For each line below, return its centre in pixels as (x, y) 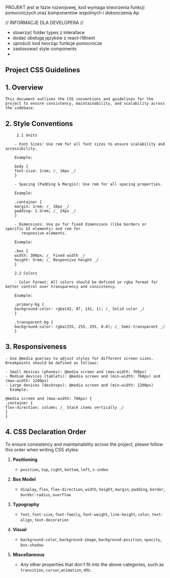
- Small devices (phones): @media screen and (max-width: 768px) (76, 372)
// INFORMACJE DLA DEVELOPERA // (45, 23)
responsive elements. (44, 234)
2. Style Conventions (39, 123)
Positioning (25, 459)
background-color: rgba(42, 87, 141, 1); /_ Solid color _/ (79, 309)
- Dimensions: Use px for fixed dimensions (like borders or (80, 224)
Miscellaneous (29, 555)
